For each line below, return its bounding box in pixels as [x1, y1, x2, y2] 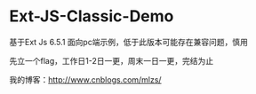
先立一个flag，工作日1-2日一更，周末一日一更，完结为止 [9, 55, 214, 66]
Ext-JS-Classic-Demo [9, 6, 174, 27]
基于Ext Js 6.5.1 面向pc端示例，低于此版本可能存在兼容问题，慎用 [9, 36, 249, 47]
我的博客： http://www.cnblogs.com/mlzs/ [9, 74, 162, 85]
